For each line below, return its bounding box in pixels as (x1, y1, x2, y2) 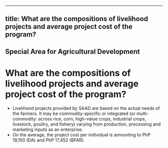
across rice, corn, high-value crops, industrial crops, (38, 115, 146, 121)
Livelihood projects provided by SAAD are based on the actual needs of (12, 105, 160, 111)
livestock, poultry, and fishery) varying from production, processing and (12, 121, 161, 127)
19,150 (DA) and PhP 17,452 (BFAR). (12, 137, 85, 143)
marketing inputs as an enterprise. (12, 126, 83, 132)
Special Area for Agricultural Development (5, 47, 140, 55)
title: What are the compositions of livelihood (5, 14, 148, 23)
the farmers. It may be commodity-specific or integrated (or (12, 110, 136, 116)
